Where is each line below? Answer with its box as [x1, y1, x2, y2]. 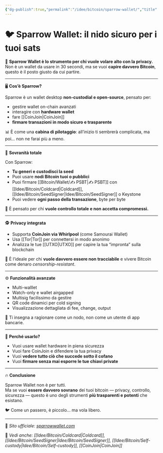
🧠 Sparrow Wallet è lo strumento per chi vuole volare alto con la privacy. [5, 59, 153, 64]
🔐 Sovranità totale [5, 150, 42, 156]
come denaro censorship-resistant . [5, 261, 76, 267]
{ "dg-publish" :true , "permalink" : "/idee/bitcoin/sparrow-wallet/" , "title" [5, 7, 158, 12]
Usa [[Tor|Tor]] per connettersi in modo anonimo [12, 236, 110, 242]
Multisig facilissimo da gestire [12, 295, 72, 300]
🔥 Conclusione [5, 372, 35, 378]
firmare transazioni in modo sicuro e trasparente [12, 119, 112, 125]
